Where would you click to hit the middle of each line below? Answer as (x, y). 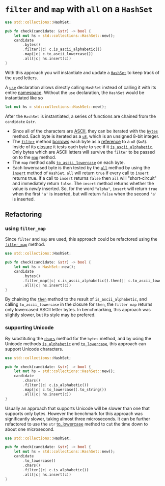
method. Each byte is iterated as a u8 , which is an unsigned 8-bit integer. (86, 136)
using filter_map (25, 228)
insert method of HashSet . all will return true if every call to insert (80, 173)
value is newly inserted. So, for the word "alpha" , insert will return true (85, 189)
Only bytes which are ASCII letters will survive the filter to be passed (83, 152)
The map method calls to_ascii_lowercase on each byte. (69, 162)
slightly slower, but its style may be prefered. (50, 315)
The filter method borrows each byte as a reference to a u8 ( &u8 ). (80, 141)
